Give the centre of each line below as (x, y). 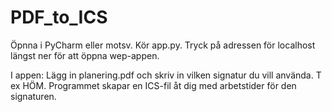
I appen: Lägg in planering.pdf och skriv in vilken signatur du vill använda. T (166, 75)
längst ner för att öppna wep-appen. (85, 55)
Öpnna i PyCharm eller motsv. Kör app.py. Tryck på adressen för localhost (163, 45)
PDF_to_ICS (59, 17)
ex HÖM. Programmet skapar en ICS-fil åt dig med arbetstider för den (153, 85)
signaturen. (33, 96)
